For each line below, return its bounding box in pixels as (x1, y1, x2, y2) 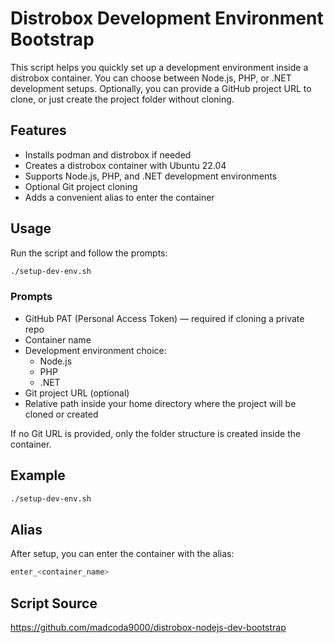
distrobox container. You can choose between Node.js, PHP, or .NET (10, 72, 292, 84)
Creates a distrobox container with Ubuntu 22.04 (24, 159, 227, 171)
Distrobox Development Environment (10, 7, 324, 30)
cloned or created (24, 408, 99, 420)
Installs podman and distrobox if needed (24, 148, 192, 161)
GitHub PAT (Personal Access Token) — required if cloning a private (24, 312, 305, 324)
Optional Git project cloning (24, 180, 138, 192)
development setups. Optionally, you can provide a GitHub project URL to (10, 82, 312, 94)
